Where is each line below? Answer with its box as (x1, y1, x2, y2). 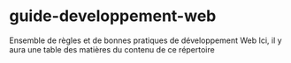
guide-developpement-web (9, 6, 217, 26)
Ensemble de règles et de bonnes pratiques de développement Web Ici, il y (9, 35, 282, 45)
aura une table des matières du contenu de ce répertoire (9, 44, 215, 54)
